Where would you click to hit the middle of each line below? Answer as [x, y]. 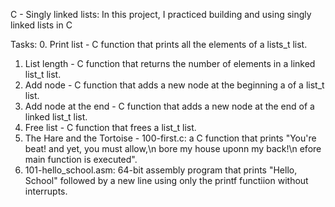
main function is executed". [81, 159]
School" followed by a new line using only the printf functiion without [166, 180]
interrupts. [46, 191]
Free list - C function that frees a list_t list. [110, 127]
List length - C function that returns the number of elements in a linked [170, 63]
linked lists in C [41, 25]
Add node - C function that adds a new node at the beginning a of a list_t [174, 85]
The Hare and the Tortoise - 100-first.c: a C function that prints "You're [170, 138]
